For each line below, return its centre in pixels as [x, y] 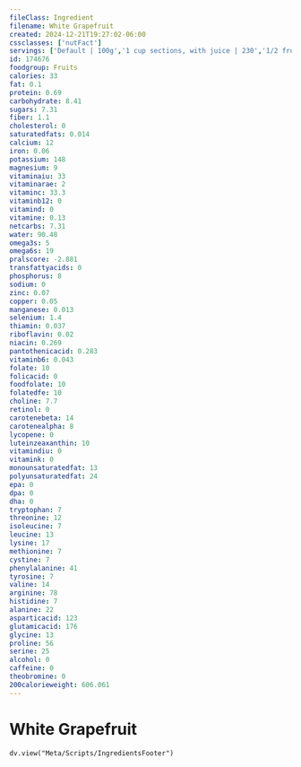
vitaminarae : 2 [38, 185]
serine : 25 [30, 651]
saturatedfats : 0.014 [50, 135]
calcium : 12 [31, 143]
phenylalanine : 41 [43, 568]
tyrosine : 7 [31, 576]
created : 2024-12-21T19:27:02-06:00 [77, 34]
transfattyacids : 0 [46, 268]
